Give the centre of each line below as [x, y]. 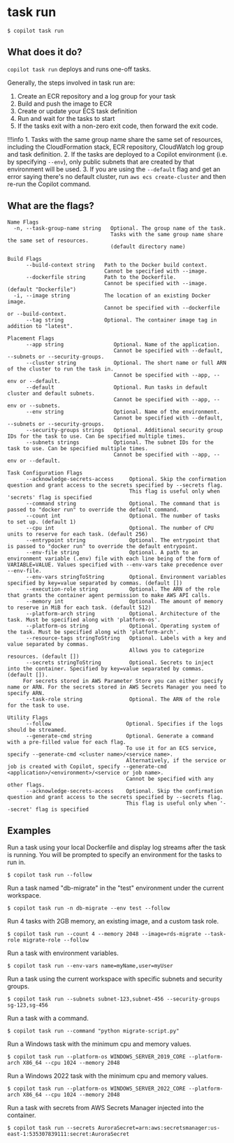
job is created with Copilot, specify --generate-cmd [87, 766]
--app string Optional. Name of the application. [123, 344]
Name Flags [23, 222]
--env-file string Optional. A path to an [112, 552]
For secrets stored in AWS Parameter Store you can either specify [123, 681]
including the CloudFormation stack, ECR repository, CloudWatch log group [116, 147]
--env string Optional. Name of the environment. [123, 412]
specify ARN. [26, 693]
